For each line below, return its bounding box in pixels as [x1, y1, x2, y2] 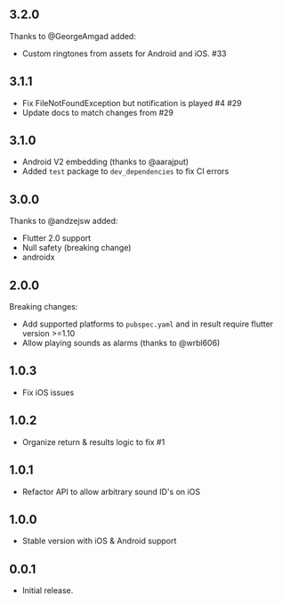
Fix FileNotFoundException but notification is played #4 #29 [21, 97, 242, 108]
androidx [21, 252, 55, 262]
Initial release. [21, 585, 74, 596]
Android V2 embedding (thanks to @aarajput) [21, 156, 189, 168]
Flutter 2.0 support [21, 233, 92, 244]
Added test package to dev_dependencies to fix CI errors [21, 166, 230, 177]
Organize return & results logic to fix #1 [21, 436, 165, 447]
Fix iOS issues [21, 387, 75, 398]
